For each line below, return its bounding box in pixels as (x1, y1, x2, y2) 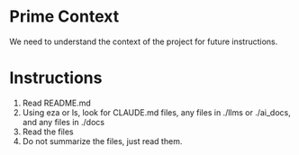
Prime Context (9, 6, 120, 27)
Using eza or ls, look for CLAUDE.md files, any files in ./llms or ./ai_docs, (22, 106, 291, 118)
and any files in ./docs (22, 116, 105, 127)
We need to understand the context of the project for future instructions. (9, 36, 278, 47)
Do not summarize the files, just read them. (22, 135, 183, 146)
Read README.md (22, 97, 92, 108)
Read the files (22, 126, 74, 137)
